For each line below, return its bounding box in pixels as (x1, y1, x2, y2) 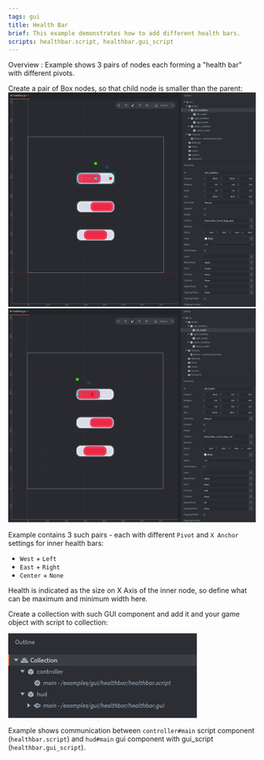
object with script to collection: (8, 618, 108, 627)
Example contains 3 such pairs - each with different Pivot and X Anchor (8, 530, 240, 540)
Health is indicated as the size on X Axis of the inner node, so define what (8, 586, 247, 596)
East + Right (19, 563, 60, 572)
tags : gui (8, 13, 41, 20)
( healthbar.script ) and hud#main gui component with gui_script (8, 734, 214, 743)
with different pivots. (8, 68, 75, 78)
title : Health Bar (8, 20, 68, 29)
